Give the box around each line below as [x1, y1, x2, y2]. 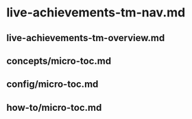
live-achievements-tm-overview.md [6, 32, 165, 44]
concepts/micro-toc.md [6, 55, 111, 66]
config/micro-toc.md [6, 79, 99, 90]
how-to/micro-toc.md [6, 101, 102, 114]
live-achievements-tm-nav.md [6, 5, 186, 21]
